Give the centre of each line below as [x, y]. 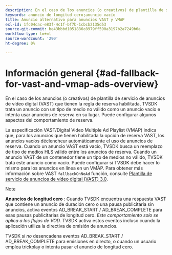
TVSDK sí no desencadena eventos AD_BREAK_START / [64, 236]
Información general [49, 73]
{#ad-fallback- [127, 73]
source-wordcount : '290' [32, 39]
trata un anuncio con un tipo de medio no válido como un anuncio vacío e [83, 109]
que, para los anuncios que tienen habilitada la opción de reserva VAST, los [85, 135]
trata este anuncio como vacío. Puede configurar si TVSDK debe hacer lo [83, 162]
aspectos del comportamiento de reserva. [49, 120]
